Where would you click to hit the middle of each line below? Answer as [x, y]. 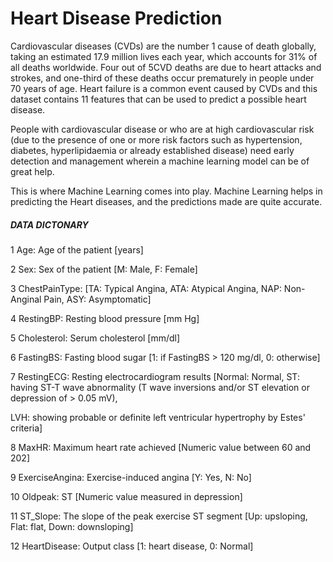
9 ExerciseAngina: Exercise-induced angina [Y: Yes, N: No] [131, 477]
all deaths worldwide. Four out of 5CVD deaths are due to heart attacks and [166, 67]
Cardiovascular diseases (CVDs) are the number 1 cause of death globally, [163, 46]
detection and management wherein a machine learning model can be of [160, 161]
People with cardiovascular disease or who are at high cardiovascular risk [162, 129]
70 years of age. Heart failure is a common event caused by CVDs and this [164, 88]
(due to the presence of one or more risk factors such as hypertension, [156, 139]
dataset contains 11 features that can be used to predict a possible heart [158, 99]
